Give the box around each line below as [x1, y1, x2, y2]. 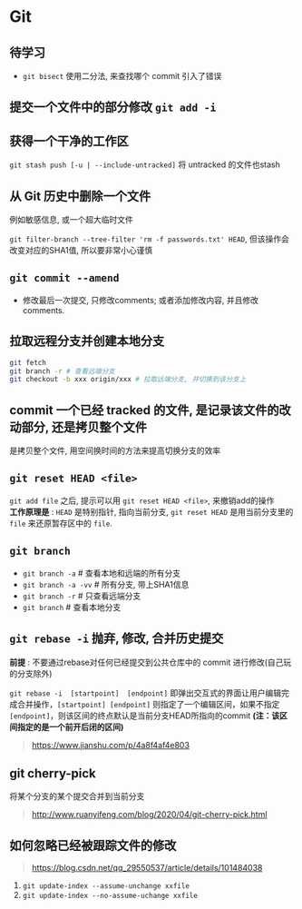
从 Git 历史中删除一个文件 [9, 188, 151, 203]
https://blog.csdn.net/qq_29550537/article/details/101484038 [31, 863, 263, 874]
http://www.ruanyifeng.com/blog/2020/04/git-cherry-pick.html [31, 809, 268, 820]
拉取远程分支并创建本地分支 [9, 333, 165, 349]
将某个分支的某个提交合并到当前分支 [9, 791, 145, 802]
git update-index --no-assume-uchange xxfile [22, 892, 198, 901]
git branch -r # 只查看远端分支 [22, 590, 141, 601]
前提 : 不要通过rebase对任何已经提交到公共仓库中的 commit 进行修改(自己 [9, 657, 284, 667]
